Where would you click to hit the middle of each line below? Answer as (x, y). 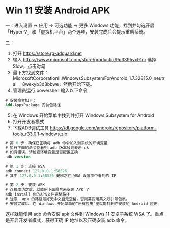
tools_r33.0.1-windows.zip (40, 134)
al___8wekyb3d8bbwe (36, 84)
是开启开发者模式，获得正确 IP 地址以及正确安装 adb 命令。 (67, 220)
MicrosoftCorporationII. (37, 78)
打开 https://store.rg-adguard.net (47, 53)
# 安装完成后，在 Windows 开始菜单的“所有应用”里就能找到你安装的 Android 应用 (81, 204)
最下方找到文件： (31, 72)
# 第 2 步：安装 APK (25, 185)
